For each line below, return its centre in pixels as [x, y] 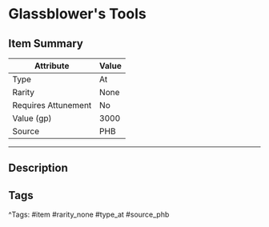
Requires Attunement [52, 105]
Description [38, 168]
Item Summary [46, 44]
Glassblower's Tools [77, 14]
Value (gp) [32, 118]
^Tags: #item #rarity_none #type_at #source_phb [89, 215]
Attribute [52, 66]
